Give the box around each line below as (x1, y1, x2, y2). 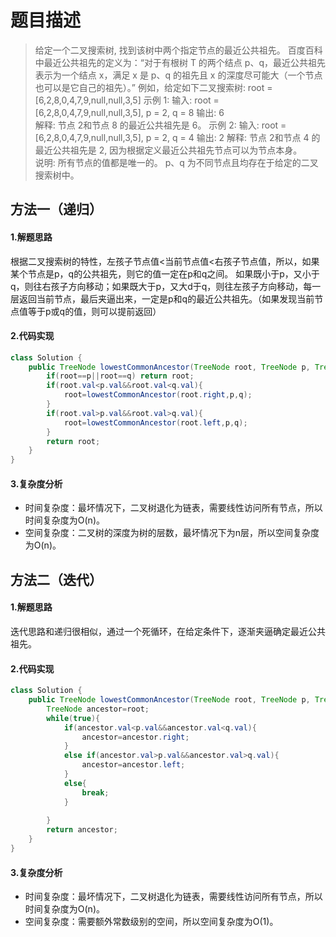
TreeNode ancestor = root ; (46, 704, 150, 714)
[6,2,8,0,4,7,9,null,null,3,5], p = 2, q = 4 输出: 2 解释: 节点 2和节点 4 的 (34, 131, 321, 143)
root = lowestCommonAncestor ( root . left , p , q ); (63, 417, 248, 428)
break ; (81, 787, 110, 798)
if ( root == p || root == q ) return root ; (46, 371, 195, 381)
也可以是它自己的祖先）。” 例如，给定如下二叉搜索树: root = (34, 81, 273, 93)
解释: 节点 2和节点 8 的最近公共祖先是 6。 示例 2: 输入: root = (34, 119, 287, 131)
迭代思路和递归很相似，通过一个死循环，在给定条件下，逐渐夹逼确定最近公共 (10, 626, 326, 638)
